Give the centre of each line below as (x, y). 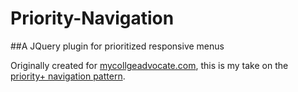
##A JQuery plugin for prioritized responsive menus (117, 46)
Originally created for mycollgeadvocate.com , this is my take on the (149, 65)
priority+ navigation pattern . (68, 76)
